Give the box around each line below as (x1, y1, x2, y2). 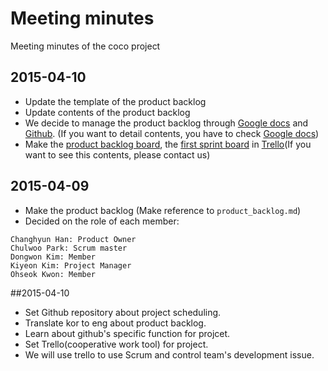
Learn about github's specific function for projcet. (24, 327, 231, 339)
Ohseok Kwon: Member (10, 269, 97, 279)
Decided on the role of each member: (24, 215, 180, 227)
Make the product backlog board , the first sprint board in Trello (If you (24, 138, 312, 150)
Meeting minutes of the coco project (10, 40, 161, 52)
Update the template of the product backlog (24, 95, 207, 107)
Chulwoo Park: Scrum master (10, 243, 128, 253)
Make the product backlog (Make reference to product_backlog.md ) (24, 204, 302, 216)
